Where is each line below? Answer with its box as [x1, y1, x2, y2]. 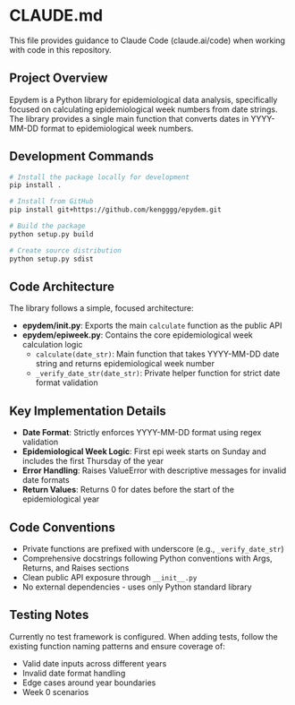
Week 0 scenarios [21, 686, 89, 697]
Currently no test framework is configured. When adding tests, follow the [9, 631, 279, 641]
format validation [35, 377, 98, 388]
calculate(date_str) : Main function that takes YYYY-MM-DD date [35, 348, 280, 359]
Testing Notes [9, 607, 89, 623]
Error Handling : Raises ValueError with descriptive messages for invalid [21, 465, 287, 476]
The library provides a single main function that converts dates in [9, 113, 249, 124]
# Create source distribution [9, 245, 122, 255]
